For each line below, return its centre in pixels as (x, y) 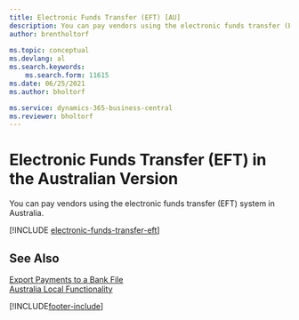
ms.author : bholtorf (48, 92)
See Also (34, 258)
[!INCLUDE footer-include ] (57, 306)
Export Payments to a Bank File (66, 280)
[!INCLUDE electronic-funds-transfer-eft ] (85, 230)
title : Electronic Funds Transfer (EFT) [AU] (95, 17)
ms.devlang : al (37, 59)
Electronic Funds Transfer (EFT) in (138, 160)
